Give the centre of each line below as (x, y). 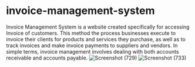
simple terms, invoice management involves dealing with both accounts (93, 51)
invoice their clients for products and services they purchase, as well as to (96, 39)
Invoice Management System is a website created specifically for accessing (98, 27)
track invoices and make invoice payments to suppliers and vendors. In (92, 45)
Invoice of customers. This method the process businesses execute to (91, 33)
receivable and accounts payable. (47, 58)
